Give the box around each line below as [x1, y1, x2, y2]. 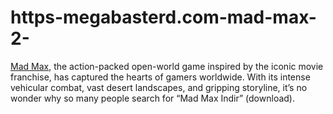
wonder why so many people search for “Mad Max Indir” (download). [10, 92, 295, 104]
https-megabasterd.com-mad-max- [10, 6, 317, 29]
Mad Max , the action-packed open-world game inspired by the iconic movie [10, 60, 324, 72]
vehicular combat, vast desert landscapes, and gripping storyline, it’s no [10, 81, 308, 93]
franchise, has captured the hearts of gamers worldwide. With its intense [10, 71, 311, 83]
